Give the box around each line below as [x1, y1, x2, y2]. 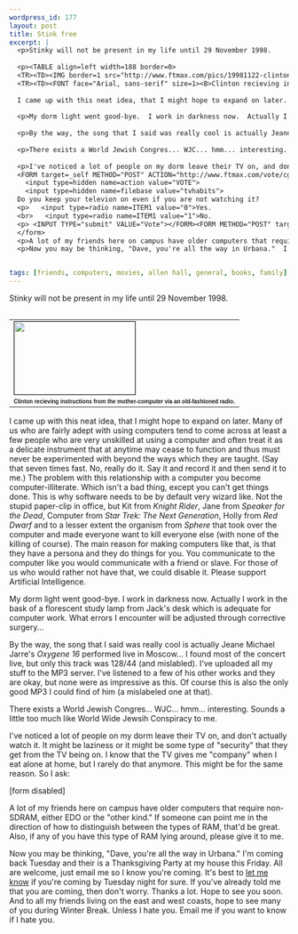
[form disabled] [9, 785, 66, 796]
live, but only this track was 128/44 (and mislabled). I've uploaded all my [9, 658, 273, 668]
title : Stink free [9, 29, 77, 38]
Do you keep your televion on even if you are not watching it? [17, 195, 260, 205]
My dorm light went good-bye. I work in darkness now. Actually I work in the [9, 593, 288, 604]
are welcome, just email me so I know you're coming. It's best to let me [9, 867, 269, 877]
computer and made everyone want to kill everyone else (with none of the [9, 529, 279, 539]
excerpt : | [9, 37, 50, 47]
